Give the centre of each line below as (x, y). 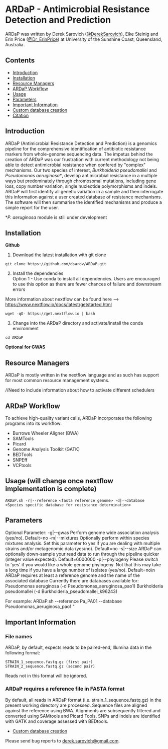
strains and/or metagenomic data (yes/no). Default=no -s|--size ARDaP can (83, 548)
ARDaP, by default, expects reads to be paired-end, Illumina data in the (78, 647)
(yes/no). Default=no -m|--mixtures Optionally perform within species (77, 538)
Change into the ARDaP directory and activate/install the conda (78, 323)
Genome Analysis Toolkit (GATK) (46, 449)
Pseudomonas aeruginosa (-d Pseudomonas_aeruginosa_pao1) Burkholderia (84, 586)
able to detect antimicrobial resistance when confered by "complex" (75, 165)
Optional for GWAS (25, 347)
